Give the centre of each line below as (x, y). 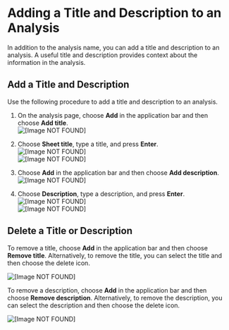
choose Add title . (43, 123)
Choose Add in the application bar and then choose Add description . (118, 172)
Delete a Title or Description (70, 231)
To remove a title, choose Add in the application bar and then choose (107, 248)
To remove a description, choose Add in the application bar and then (107, 290)
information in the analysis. (47, 62)
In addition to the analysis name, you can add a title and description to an (113, 47)
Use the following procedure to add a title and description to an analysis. (113, 102)
